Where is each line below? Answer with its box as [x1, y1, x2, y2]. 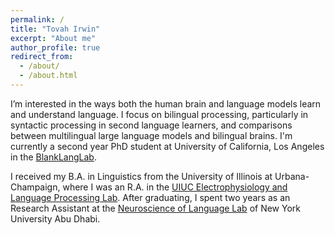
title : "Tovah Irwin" [10, 24, 101, 34]
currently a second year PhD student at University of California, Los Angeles [10, 140, 325, 152]
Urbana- [274, 170, 310, 182]
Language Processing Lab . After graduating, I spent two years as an [10, 191, 291, 203]
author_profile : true [10, 42, 101, 53]
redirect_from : [10, 52, 74, 62]
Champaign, [10, 181, 61, 193]
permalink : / [10, 14, 65, 25]
